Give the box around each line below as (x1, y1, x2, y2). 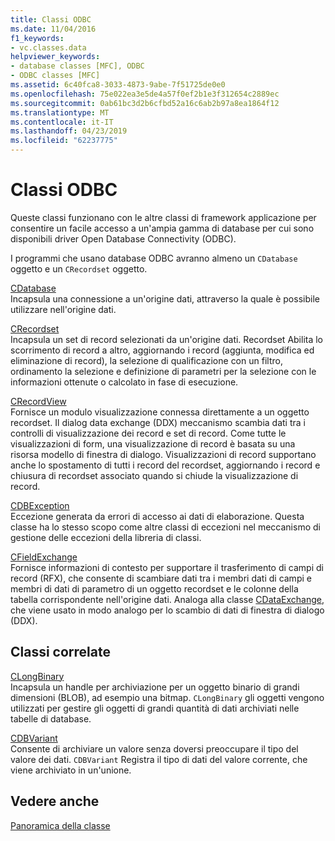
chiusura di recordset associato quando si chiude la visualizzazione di (10, 469, 299, 481)
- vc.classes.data (10, 42, 87, 53)
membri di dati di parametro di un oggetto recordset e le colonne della (10, 582, 299, 595)
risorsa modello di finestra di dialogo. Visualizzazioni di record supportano (10, 448, 317, 460)
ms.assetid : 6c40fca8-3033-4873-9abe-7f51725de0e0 (10, 80, 226, 90)
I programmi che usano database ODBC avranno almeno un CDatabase (10, 252, 298, 264)
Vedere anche (10, 793, 100, 810)
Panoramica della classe (10, 819, 111, 831)
